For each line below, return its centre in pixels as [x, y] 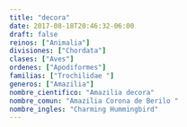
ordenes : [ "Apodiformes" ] [58, 68]
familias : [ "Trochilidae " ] [62, 76]
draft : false [34, 34]
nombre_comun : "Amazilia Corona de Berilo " [94, 101]
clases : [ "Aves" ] [42, 59]
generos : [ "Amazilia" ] [52, 84]
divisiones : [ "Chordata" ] [58, 51]
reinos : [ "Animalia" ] [50, 42]
